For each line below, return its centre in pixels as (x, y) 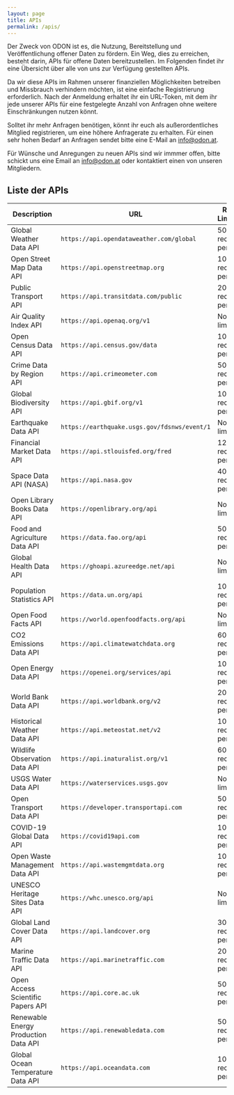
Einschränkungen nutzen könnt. (53, 111)
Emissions (27, 644)
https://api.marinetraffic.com (113, 960)
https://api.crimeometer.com (109, 374)
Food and (26, 529)
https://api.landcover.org (106, 931)
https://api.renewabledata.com (113, 1031)
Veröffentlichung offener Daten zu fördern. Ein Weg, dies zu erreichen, (109, 54)
